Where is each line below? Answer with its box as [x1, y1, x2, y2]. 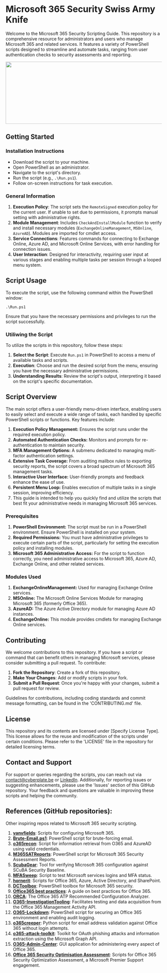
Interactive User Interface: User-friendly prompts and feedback [12, 474, 144, 480]
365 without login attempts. [12, 925, 69, 931]
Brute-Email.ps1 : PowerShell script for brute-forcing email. [12, 835, 133, 841]
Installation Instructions [5, 148, 64, 155]
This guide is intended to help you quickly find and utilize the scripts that [12, 495, 162, 501]
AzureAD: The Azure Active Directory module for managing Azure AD [12, 606, 156, 612]
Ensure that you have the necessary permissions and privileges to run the [5, 313, 156, 319]
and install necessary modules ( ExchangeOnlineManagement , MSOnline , [12, 225, 153, 231]
